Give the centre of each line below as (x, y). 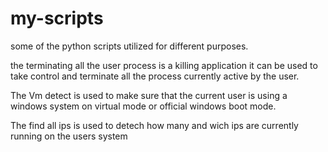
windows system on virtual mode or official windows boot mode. (143, 106)
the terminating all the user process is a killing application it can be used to (164, 65)
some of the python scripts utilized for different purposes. (129, 46)
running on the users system (69, 136)
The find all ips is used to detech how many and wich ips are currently (154, 125)
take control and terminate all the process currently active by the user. (155, 76)
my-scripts (57, 18)
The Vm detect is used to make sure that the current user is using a (149, 95)
